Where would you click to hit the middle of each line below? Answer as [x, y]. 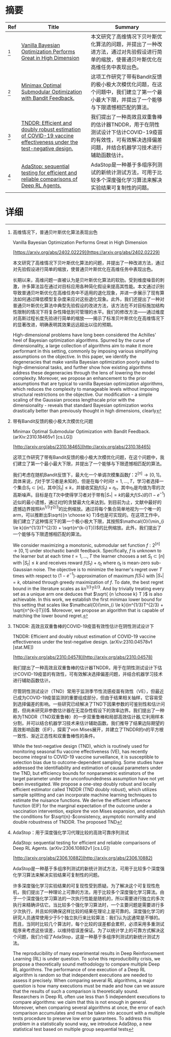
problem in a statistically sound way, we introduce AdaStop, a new [82, 1024]
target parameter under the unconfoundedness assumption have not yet [88, 778]
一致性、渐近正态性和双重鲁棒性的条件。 [55, 736]
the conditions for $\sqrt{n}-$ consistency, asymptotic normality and [84, 816]
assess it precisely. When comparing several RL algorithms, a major [83, 980]
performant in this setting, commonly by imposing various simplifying [85, 351]
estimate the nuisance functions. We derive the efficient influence [82, 800]
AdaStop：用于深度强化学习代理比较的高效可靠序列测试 [71, 832]
